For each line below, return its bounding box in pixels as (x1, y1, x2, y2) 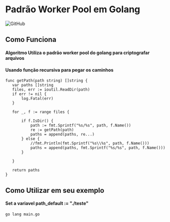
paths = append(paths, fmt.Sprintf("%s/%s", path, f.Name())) (30, 145, 166, 150)
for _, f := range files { (12, 109, 70, 115)
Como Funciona (5, 35, 57, 44)
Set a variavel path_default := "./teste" (5, 201, 89, 207)
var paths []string (12, 83, 54, 88)
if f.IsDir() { (21, 119, 54, 124)
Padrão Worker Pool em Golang (5, 4, 140, 15)
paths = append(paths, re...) (30, 132, 95, 137)
